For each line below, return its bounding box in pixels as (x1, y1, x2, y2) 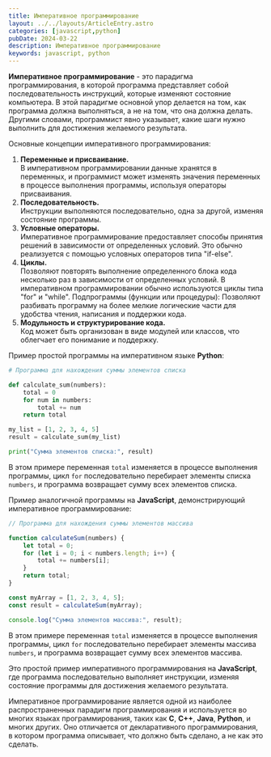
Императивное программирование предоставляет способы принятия (19, 232, 263, 241)
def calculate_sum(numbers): (8, 381, 107, 389)
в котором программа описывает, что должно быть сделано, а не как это (8, 730, 264, 740)
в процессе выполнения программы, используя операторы (19, 180, 227, 190)
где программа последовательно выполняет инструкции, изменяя (8, 672, 239, 682)
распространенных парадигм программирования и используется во (8, 704, 248, 714)
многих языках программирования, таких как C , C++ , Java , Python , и (8, 713, 251, 723)
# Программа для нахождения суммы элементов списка (8, 366, 186, 374)
